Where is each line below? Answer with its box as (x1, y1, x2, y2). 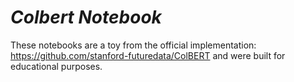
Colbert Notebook (10, 6, 162, 29)
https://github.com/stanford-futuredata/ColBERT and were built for (10, 49, 286, 61)
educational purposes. (10, 60, 103, 72)
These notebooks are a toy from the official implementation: (10, 39, 257, 51)
